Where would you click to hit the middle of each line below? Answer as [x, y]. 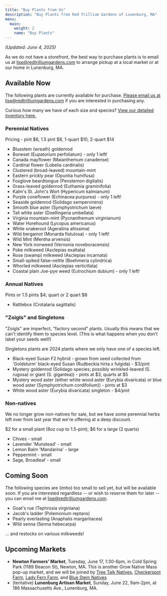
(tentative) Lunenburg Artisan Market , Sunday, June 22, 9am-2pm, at [84, 583]
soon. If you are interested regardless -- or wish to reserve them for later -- [83, 493]
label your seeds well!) [28, 339]
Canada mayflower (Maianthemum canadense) [61, 160]
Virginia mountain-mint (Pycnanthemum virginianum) [67, 218]
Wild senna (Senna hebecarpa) [44, 524]
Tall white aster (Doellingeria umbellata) [53, 213]
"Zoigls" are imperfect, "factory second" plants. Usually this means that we [82, 328]
